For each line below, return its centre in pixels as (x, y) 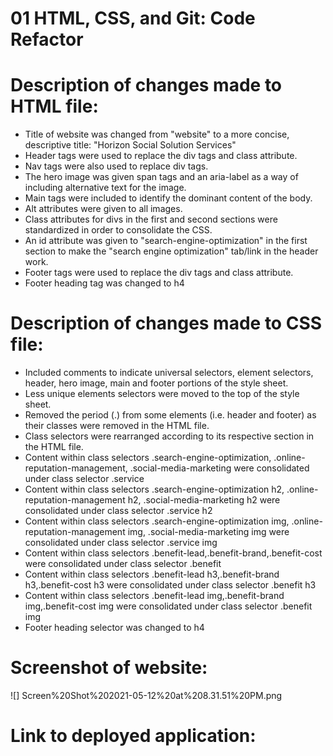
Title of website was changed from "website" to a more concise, (157, 134)
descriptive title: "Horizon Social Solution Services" (130, 145)
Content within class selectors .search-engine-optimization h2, (154, 489)
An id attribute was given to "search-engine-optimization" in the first (166, 241)
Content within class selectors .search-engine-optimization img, (157, 521)
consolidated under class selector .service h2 (118, 511)
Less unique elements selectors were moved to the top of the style (162, 394)
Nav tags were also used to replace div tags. (116, 166)
